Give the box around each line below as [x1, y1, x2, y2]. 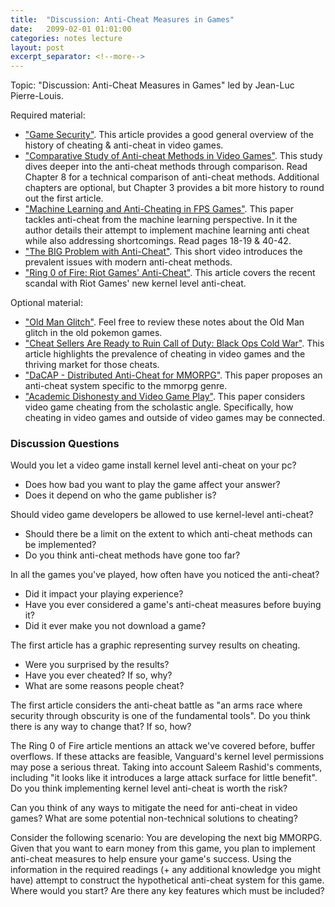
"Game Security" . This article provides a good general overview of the [24, 129, 314, 141]
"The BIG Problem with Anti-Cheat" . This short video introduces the [24, 246, 303, 258]
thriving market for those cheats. [24, 359, 160, 371]
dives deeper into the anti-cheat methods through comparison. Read [24, 161, 308, 173]
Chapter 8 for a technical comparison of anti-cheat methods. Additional [24, 171, 320, 183]
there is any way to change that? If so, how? [10, 721, 192, 733]
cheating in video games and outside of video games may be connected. [24, 412, 326, 424]
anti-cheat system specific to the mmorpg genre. [24, 380, 228, 392]
